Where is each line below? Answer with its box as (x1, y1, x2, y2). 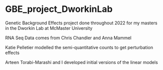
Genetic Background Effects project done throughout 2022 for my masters (5, 20, 158, 26)
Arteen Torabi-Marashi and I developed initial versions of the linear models (5, 59, 158, 65)
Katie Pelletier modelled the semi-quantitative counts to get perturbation (5, 44, 153, 50)
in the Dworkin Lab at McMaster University (5, 25, 93, 31)
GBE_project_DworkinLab (5, 3, 113, 15)
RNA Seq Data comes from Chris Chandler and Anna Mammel (5, 35, 132, 41)
